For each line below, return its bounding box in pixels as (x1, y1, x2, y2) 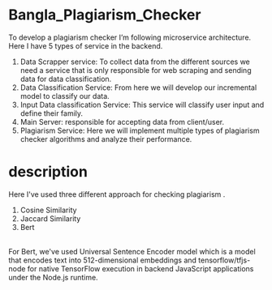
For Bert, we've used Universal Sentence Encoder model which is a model (8, 246, 256, 256)
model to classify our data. (19, 91, 110, 100)
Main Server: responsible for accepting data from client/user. (19, 117, 225, 126)
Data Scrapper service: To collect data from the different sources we (19, 57, 250, 66)
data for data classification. (19, 74, 112, 83)
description (8, 163, 88, 181)
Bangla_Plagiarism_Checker (8, 6, 201, 24)
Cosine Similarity (19, 205, 77, 215)
